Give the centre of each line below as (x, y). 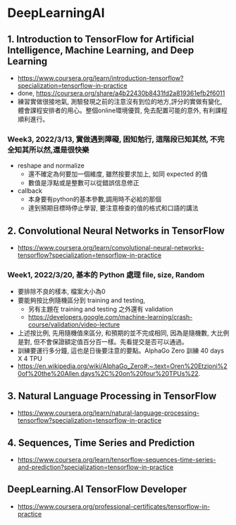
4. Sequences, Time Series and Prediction (101, 443)
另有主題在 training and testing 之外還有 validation (100, 309)
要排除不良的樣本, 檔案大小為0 (61, 292)
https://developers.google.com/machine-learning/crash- (110, 317)
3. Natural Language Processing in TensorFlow (112, 396)
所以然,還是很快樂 (59, 150)
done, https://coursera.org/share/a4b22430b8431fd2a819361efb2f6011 (121, 93)
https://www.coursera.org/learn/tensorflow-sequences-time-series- (117, 460)
